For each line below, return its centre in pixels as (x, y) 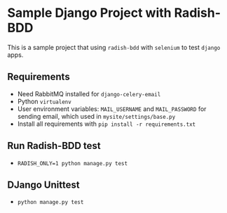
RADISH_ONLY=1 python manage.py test (73, 163)
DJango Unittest (43, 185)
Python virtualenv (44, 101)
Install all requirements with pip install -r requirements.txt (106, 124)
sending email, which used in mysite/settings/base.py (96, 116)
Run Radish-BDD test (54, 146)
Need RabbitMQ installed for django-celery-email (89, 93)
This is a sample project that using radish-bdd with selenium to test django (114, 47)
